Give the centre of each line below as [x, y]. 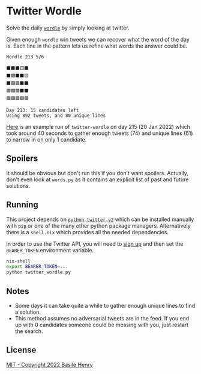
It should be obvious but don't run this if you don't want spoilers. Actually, [97, 173]
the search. [29, 331]
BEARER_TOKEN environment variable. [50, 250]
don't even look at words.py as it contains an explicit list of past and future [97, 179]
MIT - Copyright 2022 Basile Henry [49, 364]
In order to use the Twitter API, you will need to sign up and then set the [95, 244]
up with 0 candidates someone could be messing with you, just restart [102, 325]
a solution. [28, 312]
